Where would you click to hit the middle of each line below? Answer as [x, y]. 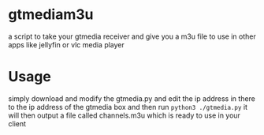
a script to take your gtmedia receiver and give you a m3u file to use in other [132, 36]
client [17, 123]
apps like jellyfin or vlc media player [66, 44]
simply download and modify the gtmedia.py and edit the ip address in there [132, 98]
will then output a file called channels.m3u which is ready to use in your [124, 115]
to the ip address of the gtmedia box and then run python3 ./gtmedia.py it [128, 107]
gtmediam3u [51, 15]
